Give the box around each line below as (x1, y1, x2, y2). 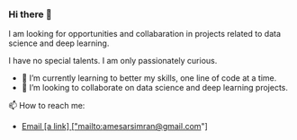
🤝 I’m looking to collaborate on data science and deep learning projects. (21, 83, 289, 93)
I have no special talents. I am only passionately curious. (8, 56, 218, 66)
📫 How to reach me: (8, 101, 85, 111)
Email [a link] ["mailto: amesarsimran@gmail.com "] (21, 121, 208, 132)
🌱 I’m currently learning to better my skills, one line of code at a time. (21, 73, 277, 83)
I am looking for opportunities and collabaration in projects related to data (8, 29, 281, 39)
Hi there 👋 (8, 8, 53, 21)
